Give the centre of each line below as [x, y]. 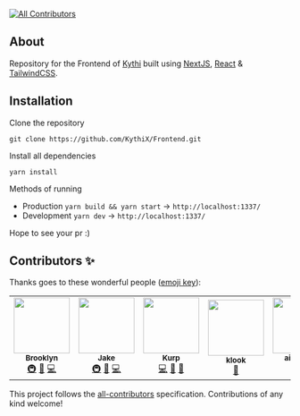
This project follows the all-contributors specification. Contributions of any [146, 395]
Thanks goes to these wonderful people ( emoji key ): [105, 283]
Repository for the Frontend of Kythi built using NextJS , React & [126, 64]
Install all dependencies [53, 156]
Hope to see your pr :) [50, 233]
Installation [41, 102]
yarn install [33, 172]
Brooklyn [42, 358]
